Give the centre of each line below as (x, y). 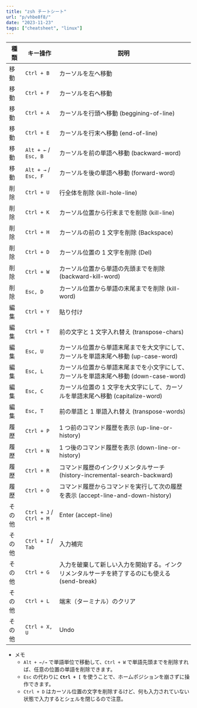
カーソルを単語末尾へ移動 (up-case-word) (118, 356)
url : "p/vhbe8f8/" (28, 17)
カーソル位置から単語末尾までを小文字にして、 (124, 368)
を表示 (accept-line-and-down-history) (116, 495)
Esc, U (35, 352)
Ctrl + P (38, 431)
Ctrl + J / (40, 512)
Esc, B (35, 156)
